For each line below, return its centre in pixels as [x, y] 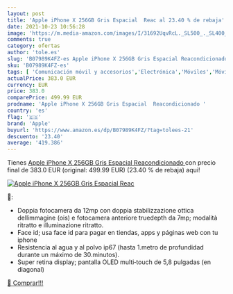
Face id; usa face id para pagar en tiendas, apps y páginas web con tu [118, 233]
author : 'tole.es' [34, 53]
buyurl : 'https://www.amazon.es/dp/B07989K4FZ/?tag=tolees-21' [101, 130]
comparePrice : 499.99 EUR [44, 98]
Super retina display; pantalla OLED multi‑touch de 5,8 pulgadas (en [114, 262]
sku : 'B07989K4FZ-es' [38, 65]
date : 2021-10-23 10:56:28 [46, 26]
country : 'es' [28, 111]
